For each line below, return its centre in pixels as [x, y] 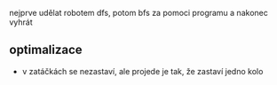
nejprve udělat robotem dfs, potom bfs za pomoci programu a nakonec [138, 13]
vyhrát [21, 22]
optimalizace [46, 50]
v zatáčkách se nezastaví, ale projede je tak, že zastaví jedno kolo [142, 71]
